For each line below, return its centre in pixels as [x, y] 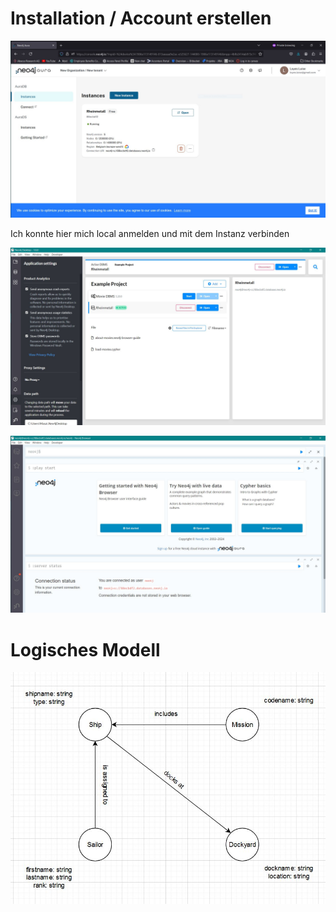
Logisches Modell [85, 649]
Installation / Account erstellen [141, 18]
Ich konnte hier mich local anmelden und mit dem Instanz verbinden [150, 234]
